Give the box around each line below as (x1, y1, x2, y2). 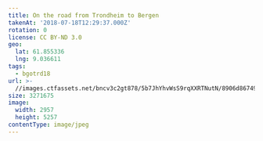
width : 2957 (15, 107, 55, 114)
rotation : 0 (8, 26, 47, 34)
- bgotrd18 (15, 70, 51, 78)
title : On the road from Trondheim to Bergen (8, 11, 159, 20)
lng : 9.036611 (15, 56, 61, 63)
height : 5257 (15, 114, 58, 121)
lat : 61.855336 (15, 48, 65, 56)
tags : (8, 63, 26, 70)
